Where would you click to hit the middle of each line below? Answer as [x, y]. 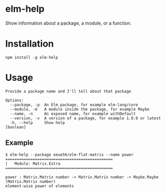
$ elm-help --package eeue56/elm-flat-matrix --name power [69, 155]
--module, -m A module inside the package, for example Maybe [80, 109]
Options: [15, 100]
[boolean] [16, 127]
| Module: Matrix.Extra [33, 164]
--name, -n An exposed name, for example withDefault [73, 114]
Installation [30, 44]
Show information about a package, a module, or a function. [68, 23]
